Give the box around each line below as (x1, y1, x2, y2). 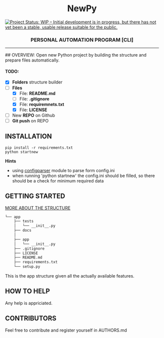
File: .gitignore (19, 96, 50, 101)
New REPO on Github (12, 112, 55, 118)
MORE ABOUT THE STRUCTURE (5, 205, 71, 211)
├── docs (14, 228, 32, 233)
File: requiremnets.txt (19, 101, 64, 107)
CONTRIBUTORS (5, 314, 57, 322)
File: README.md (19, 90, 56, 96)
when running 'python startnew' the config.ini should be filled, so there (12, 173, 155, 179)
